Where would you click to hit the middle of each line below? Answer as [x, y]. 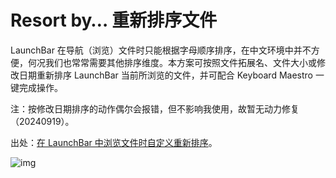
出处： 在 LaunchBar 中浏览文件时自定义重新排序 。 [114, 142]
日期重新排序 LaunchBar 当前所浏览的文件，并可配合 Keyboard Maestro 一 [171, 75]
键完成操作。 [36, 87]
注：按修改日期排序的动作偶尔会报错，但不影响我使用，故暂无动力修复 [155, 108]
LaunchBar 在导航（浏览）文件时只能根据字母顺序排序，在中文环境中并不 [161, 50]
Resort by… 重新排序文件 [114, 20]
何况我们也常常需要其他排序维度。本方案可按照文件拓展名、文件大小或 [172, 62]
